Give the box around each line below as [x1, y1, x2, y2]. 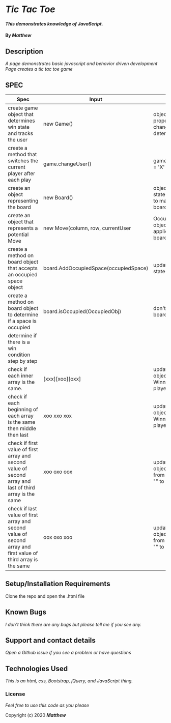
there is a [8, 338, 31, 345]
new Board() [43, 194, 73, 201]
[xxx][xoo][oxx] [43, 375, 81, 382]
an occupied [8, 271, 38, 278]
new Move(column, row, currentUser [43, 225, 131, 232]
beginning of [8, 406, 38, 413]
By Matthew [5, 32, 32, 39]
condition [8, 351, 31, 358]
